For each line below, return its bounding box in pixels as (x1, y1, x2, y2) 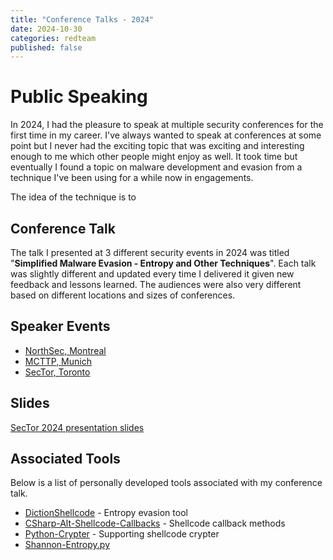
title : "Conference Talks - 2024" (10, 14, 155, 25)
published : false (10, 42, 83, 53)
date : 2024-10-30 (10, 24, 83, 34)
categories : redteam (10, 33, 97, 43)
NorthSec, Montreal (24, 344, 107, 356)
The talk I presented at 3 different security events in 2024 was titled (10, 247, 290, 258)
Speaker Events (10, 318, 111, 335)
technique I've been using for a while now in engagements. (10, 172, 254, 184)
